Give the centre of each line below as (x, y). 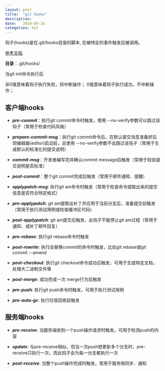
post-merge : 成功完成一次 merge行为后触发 (57, 279)
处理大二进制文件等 (32, 269)
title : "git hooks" (26, 14)
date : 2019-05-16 (25, 23)
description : (18, 19)
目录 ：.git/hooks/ (23, 63)
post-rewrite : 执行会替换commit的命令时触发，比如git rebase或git (79, 247)
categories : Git (22, 28)
